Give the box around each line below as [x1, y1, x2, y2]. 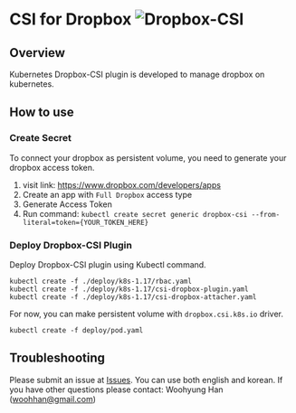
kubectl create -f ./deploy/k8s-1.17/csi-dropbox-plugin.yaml [9, 285, 249, 294]
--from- [251, 210, 281, 219]
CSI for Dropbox [9, 9, 132, 30]
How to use [9, 105, 74, 120]
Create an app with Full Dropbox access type [22, 189, 193, 200]
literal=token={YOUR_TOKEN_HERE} [22, 218, 149, 227]
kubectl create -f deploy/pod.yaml [9, 325, 144, 334]
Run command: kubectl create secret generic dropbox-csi [22, 208, 248, 219]
